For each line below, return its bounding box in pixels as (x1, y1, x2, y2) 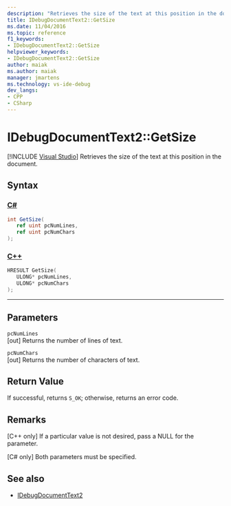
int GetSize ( (7, 216, 45, 223)
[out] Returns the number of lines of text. (7, 336, 123, 345)
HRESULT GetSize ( (7, 267, 57, 274)
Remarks (7, 414, 47, 425)
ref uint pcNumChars (16, 229, 76, 236)
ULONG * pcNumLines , (16, 274, 72, 281)
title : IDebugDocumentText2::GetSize (7, 17, 115, 23)
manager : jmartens (7, 74, 60, 81)
